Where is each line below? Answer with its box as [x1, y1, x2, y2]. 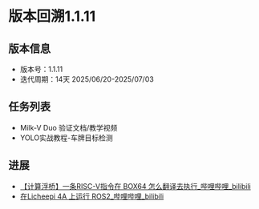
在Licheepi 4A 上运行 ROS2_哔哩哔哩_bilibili [19, 191, 164, 201]
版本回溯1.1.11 [8, 7, 96, 26]
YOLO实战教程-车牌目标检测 [19, 133, 114, 143]
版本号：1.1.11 [19, 65, 63, 74]
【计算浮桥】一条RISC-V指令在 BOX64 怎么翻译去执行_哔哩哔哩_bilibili [19, 181, 251, 191]
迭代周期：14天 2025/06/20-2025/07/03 [19, 74, 154, 84]
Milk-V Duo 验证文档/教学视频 [19, 123, 118, 132]
